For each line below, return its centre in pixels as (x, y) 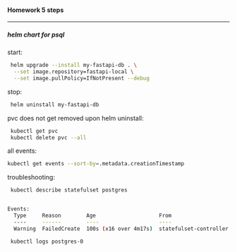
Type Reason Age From (93, 216)
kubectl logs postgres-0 (47, 241)
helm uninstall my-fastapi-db (55, 105)
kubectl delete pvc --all (48, 137)
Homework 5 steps (36, 10)
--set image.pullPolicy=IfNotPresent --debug (82, 78)
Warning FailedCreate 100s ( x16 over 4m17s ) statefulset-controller (121, 229)
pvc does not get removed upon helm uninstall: (75, 118)
